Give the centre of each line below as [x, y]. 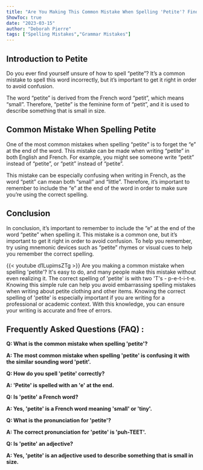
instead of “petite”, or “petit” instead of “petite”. [65, 163]
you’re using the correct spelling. [47, 195]
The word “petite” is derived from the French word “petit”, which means [95, 98]
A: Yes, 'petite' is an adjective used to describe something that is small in [100, 456]
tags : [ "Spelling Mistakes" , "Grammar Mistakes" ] [69, 34]
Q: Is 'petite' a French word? [42, 397]
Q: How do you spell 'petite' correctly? [56, 374]
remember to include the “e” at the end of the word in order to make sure [97, 188]
